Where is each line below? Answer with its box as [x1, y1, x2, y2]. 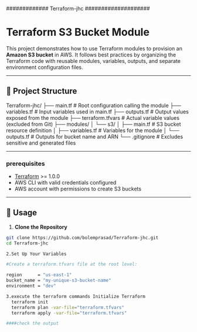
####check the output [6, 320, 59, 327]
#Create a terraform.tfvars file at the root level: [6, 261, 138, 267]
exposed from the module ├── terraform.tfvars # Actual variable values [6, 114, 180, 121]
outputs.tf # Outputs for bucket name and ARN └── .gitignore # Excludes [6, 133, 184, 140]
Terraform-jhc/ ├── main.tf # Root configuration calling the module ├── [6, 102, 182, 109]
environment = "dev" [6, 283, 57, 289]
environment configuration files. [6, 63, 83, 71]
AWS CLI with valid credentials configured [14, 179, 117, 186]
